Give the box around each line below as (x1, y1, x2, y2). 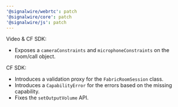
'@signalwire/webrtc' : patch (6, 8, 77, 15)
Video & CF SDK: (6, 36, 47, 43)
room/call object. (14, 53, 56, 60)
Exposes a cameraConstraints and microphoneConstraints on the (14, 47, 170, 54)
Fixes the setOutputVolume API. (14, 94, 89, 101)
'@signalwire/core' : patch (6, 14, 72, 20)
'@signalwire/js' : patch (6, 19, 67, 25)
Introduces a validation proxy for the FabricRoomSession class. (14, 75, 164, 82)
